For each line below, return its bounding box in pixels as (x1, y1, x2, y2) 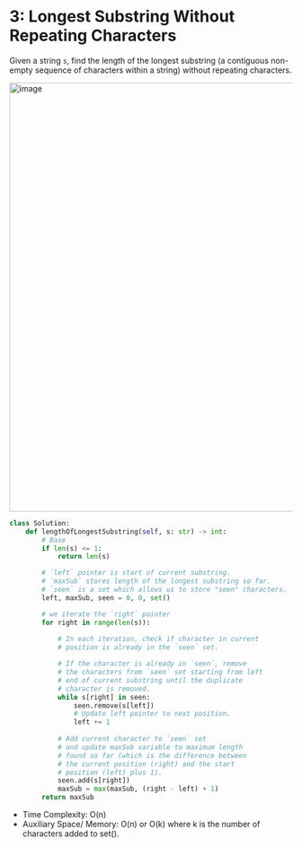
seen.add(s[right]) (57, 776, 130, 785)
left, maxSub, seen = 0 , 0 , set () (41, 593, 171, 603)
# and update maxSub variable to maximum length (57, 743, 244, 752)
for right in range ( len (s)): (41, 618, 151, 627)
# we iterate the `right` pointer (41, 609, 171, 619)
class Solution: (9, 518, 70, 527)
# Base (41, 535, 67, 544)
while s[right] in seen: (57, 693, 151, 701)
